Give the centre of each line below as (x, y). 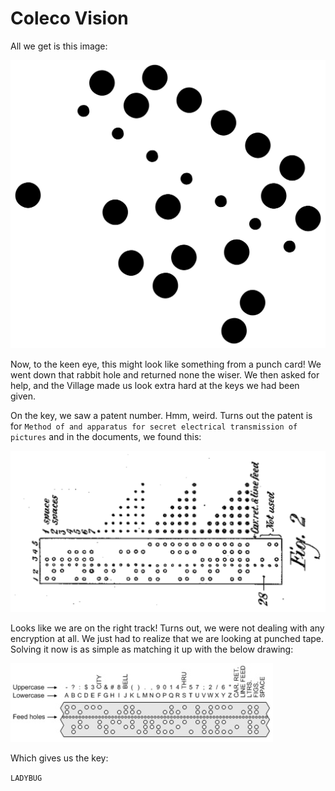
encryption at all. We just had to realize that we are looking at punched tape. (167, 639)
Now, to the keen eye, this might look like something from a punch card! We (166, 364)
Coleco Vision (69, 18)
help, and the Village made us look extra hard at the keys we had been (155, 386)
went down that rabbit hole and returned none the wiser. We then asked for (165, 375)
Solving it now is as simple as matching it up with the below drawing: (152, 649)
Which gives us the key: (59, 758)
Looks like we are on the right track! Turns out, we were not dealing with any (167, 628)
